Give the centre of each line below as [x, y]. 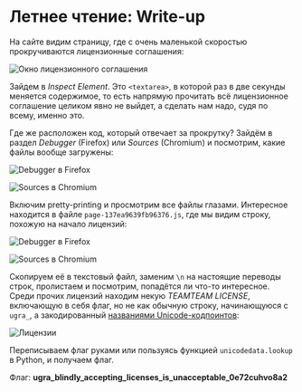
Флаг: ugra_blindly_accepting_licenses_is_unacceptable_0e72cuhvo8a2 [148, 377]
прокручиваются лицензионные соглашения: [97, 51]
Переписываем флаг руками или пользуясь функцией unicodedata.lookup [151, 349]
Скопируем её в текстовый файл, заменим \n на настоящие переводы [146, 276]
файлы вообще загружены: [61, 152]
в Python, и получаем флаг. [62, 359]
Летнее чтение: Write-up [108, 17]
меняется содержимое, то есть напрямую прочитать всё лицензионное [149, 96]
